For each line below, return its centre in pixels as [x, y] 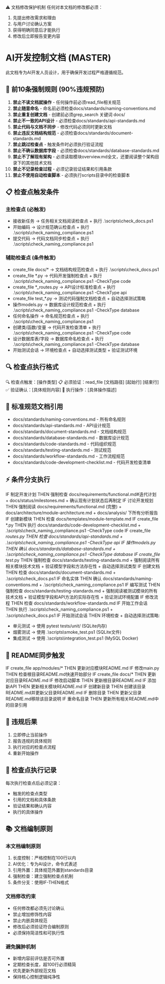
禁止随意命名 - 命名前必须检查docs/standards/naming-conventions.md [84, 108]
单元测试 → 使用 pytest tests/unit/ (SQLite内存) [60, 626]
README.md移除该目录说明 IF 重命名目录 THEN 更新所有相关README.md [80, 699]
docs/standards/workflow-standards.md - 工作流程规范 [69, 456]
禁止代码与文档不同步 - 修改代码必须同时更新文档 [62, 126]
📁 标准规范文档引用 [34, 407]
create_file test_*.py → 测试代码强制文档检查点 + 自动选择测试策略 [79, 298]
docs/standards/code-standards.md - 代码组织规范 [65, 444]
